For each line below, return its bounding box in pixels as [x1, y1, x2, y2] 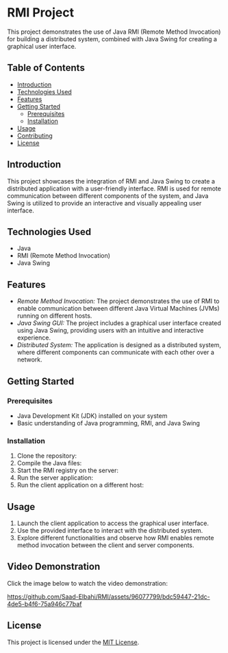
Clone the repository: [16, 452, 77, 460]
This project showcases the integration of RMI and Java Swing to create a [7, 177, 216, 185]
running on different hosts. [16, 311, 92, 320]
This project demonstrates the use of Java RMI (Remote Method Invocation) [7, 27, 221, 36]
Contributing [16, 131, 53, 140]
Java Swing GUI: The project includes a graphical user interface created [16, 319, 221, 327]
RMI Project [7, 5, 74, 21]
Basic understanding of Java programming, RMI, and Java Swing [16, 419, 201, 427]
